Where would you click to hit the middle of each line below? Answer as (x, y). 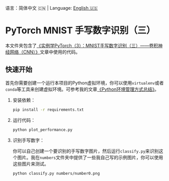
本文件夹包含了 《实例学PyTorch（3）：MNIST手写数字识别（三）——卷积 (82, 45)
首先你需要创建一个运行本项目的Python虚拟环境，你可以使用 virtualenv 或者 (85, 83)
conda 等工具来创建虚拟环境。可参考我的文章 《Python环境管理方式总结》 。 (82, 89)
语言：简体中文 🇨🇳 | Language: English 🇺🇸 (52, 8)
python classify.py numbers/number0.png (56, 173)
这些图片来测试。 (31, 164)
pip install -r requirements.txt (48, 110)
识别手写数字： (28, 140)
